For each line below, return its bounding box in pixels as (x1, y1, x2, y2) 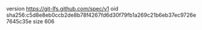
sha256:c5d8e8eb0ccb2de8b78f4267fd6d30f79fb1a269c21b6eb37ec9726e (6, 11, 197, 19)
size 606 (33, 18, 55, 25)
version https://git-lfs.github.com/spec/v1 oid (6, 5, 119, 12)
